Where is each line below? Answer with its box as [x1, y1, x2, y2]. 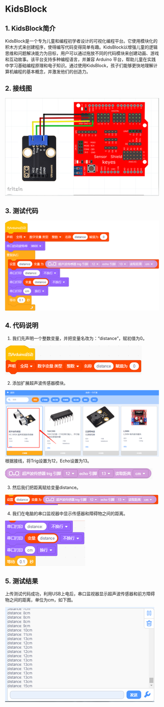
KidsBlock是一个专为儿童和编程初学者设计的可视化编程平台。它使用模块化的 [5, 38, 158, 44]
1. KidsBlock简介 [5, 24, 56, 32]
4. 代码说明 [5, 321, 39, 330]
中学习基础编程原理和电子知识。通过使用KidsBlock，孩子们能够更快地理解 [5, 63, 154, 68]
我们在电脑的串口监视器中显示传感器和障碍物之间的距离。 [12, 511, 128, 516]
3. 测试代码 [5, 207, 39, 215]
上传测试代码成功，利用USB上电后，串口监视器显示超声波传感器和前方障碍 [5, 591, 155, 597]
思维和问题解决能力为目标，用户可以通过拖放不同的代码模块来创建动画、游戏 [5, 50, 159, 56]
